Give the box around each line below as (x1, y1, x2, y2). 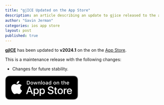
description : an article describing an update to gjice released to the (5, 13, 156, 18)
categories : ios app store (5, 23, 60, 28)
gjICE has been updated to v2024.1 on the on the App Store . (5, 47, 127, 53)
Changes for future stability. (12, 66, 69, 72)
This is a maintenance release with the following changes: (5, 57, 122, 62)
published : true (5, 33, 38, 38)
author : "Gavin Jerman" (5, 18, 54, 23)
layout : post (5, 28, 32, 33)
